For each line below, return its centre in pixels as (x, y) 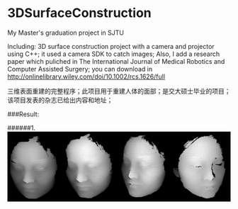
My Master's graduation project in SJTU (66, 33)
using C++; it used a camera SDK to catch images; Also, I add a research (114, 54)
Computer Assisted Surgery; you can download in (80, 69)
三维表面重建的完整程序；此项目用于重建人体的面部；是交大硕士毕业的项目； (119, 91)
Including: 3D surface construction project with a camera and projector (111, 46)
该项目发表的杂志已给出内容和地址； (60, 100)
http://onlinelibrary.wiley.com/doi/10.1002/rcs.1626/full (86, 77)
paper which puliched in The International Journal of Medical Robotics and (116, 61)
